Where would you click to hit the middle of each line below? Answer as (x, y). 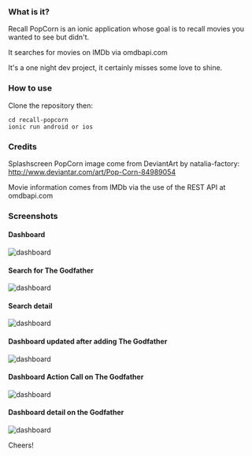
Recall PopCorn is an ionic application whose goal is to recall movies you (126, 29)
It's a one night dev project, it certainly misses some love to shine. (115, 68)
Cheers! (21, 445)
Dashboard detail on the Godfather (66, 413)
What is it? (29, 12)
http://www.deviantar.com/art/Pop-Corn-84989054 (92, 172)
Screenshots (33, 216)
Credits (22, 146)
